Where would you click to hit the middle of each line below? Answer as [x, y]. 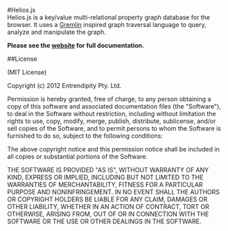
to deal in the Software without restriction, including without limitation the [112, 114]
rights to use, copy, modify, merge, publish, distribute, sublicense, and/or [112, 121]
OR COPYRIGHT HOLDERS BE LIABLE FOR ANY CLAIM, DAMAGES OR [107, 199]
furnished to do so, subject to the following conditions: [85, 136]
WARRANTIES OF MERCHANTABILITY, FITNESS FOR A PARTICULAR [105, 185]
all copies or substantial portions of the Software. [77, 156]
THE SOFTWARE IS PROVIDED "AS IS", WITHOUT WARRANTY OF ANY [108, 170]
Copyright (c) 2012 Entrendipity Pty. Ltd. [64, 85]
